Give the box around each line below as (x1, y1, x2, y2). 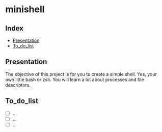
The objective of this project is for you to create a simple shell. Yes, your (5, 71, 157, 77)
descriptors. (5, 82, 31, 88)
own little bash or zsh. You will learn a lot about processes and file (5, 76, 144, 83)
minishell (5, 4, 45, 15)
